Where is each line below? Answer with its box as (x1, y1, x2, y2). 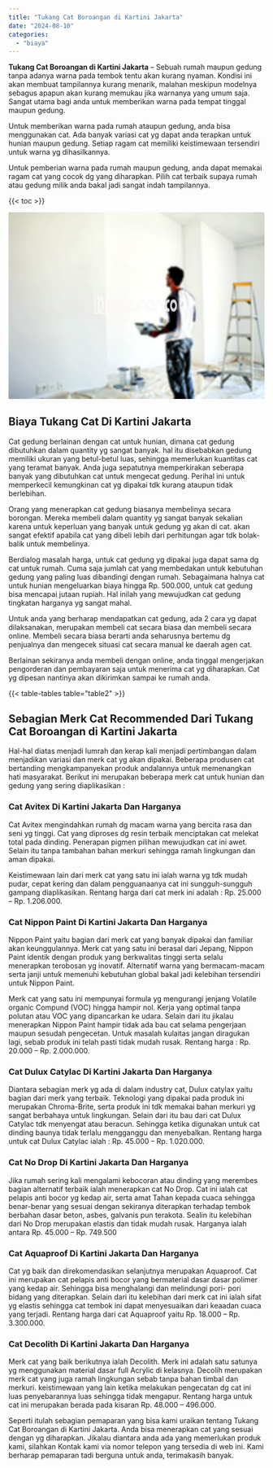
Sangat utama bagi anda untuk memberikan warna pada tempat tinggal (8, 97, 246, 107)
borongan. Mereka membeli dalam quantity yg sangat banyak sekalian (8, 513, 244, 523)
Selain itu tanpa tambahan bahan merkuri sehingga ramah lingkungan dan (8, 845, 256, 855)
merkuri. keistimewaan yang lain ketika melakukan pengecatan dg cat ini (8, 1383, 252, 1392)
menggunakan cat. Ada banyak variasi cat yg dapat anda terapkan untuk (8, 130, 252, 140)
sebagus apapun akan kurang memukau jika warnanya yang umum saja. (8, 88, 250, 98)
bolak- (238, 530, 260, 540)
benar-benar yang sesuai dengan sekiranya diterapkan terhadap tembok (8, 1201, 251, 1211)
